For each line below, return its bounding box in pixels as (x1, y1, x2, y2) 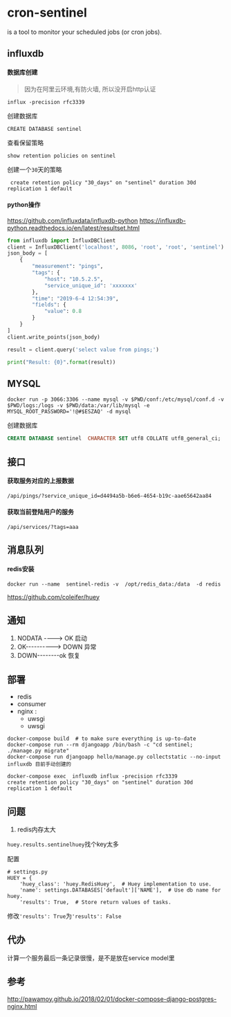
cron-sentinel (7, 5, 88, 21)
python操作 (7, 201, 41, 209)
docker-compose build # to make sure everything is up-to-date (7, 735, 196, 742)
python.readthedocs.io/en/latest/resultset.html (7, 224, 140, 232)
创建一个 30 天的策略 (7, 165, 62, 174)
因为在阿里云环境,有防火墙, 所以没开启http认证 (24, 84, 156, 93)
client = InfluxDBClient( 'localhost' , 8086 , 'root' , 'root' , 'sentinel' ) (7, 244, 225, 251)
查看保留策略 (7, 138, 44, 147)
